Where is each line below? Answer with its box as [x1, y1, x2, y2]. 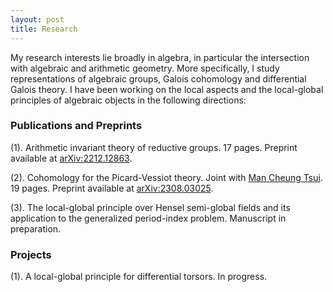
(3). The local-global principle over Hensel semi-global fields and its [10, 201, 291, 213]
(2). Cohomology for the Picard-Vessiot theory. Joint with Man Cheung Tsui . [10, 171, 323, 183]
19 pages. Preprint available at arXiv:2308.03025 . [10, 182, 214, 194]
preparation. [10, 222, 62, 235]
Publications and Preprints [10, 119, 143, 133]
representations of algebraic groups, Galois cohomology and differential [10, 72, 307, 85]
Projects [10, 247, 52, 261]
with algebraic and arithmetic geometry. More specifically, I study [10, 62, 280, 74]
